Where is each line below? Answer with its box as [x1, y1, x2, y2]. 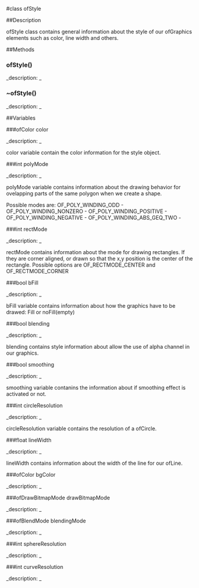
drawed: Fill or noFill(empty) [6, 308, 75, 315]
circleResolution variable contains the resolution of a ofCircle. [6, 425, 157, 432]
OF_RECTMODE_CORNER [6, 267, 69, 274]
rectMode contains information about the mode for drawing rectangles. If [6, 248, 185, 255]
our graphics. [6, 349, 39, 356]
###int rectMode [6, 226, 48, 233]
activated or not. [6, 390, 46, 398]
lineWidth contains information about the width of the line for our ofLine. [6, 459, 183, 467]
